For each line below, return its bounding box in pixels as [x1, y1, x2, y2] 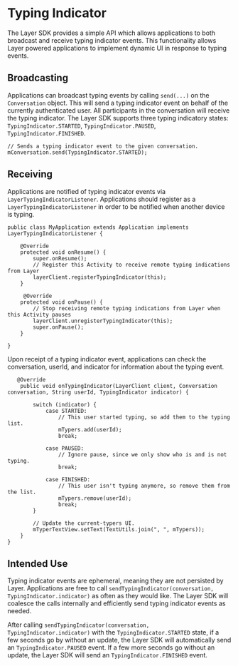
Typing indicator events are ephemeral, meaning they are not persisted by [7, 576, 224, 585]
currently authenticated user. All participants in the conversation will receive [7, 106, 230, 115]
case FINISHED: [45, 476, 91, 483]
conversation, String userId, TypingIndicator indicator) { [7, 389, 190, 396]
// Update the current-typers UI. [33, 519, 135, 527]
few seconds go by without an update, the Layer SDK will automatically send [7, 636, 232, 645]
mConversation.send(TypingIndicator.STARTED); [7, 148, 148, 156]
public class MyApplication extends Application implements [7, 223, 190, 231]
